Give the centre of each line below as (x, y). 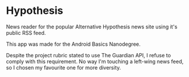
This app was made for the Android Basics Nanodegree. (73, 44)
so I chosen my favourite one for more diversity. (64, 67)
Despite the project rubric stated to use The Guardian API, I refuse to (88, 55)
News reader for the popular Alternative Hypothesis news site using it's (92, 27)
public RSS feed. (26, 32)
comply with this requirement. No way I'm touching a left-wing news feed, (95, 61)
